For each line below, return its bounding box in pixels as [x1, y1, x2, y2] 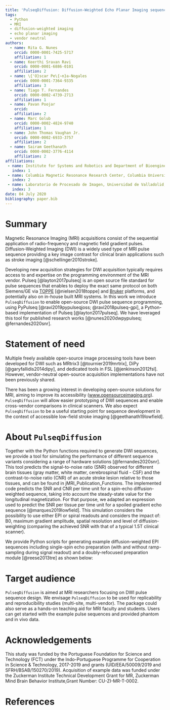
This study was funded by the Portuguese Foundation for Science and [5, 651, 152, 657]
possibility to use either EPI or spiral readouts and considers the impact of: [5, 512, 161, 519]
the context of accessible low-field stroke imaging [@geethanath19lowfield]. [5, 413, 164, 419]
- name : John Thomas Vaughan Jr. [10, 130, 80, 135]
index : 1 [12, 168, 30, 173]
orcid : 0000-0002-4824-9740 [14, 120, 73, 126]
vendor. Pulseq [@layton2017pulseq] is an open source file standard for [5, 277, 154, 283]
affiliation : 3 [14, 83, 47, 88]
